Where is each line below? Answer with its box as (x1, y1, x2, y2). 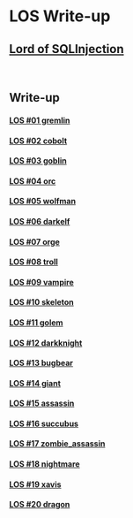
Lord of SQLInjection (9, 42, 125, 57)
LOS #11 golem (9, 316, 63, 328)
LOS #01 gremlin (9, 115, 70, 126)
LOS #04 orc (9, 175, 56, 187)
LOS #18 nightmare (9, 459, 81, 469)
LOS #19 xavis (9, 479, 62, 490)
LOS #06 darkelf (9, 216, 70, 226)
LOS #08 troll (9, 256, 59, 267)
